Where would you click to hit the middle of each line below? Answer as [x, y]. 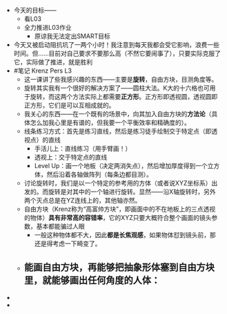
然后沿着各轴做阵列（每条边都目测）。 [100, 174]
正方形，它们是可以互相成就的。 [69, 105]
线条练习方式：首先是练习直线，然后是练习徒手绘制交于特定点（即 [118, 131]
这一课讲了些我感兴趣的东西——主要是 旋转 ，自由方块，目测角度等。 [121, 79]
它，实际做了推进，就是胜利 [53, 62]
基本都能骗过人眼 [60, 226]
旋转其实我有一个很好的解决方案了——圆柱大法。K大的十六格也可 [117, 88]
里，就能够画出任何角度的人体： [92, 280]
